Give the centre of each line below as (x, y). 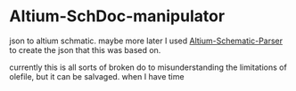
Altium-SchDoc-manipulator (117, 16)
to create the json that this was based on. (85, 49)
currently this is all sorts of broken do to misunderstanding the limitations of (148, 67)
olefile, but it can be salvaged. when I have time (97, 76)
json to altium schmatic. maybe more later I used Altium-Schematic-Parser (146, 41)
